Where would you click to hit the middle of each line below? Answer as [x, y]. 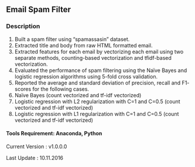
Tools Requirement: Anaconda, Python [54, 134]
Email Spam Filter [39, 10]
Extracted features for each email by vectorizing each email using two [99, 52]
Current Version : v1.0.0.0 [37, 146]
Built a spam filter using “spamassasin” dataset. [72, 39]
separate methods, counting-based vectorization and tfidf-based [93, 57]
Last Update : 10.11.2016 [35, 158]
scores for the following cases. [52, 89]
